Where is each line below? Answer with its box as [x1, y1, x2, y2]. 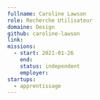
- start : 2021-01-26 [13, 50, 74, 57]
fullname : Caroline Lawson [7, 10, 87, 18]
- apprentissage [13, 82, 61, 89]
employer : [20, 69, 49, 76]
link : [7, 37, 23, 44]
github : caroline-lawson [7, 30, 80, 37]
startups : [7, 75, 37, 83]
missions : [7, 43, 37, 50]
